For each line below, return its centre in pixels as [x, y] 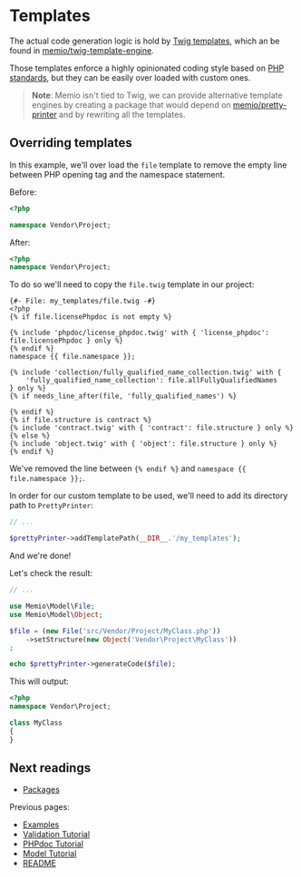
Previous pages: [39, 807]
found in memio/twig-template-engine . [82, 50]
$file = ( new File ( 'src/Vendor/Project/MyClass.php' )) [115, 631]
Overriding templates [71, 143]
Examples [41, 824]
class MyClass [36, 723]
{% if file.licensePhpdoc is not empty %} [91, 317]
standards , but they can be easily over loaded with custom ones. [130, 77]
